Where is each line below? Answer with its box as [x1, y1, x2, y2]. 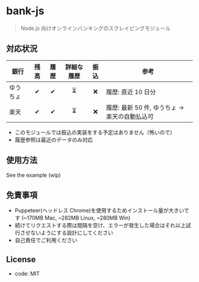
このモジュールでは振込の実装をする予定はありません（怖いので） [14, 129, 176, 136]
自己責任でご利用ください [14, 237, 78, 244]
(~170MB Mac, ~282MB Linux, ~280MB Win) [21, 214, 131, 221]
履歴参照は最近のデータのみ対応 [14, 136, 93, 143]
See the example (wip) [6, 171, 61, 178]
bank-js [6, 4, 44, 18]
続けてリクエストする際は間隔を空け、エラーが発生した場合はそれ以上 [14, 222, 187, 229]
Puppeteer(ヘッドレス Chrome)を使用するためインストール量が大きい [14, 207, 185, 214]
